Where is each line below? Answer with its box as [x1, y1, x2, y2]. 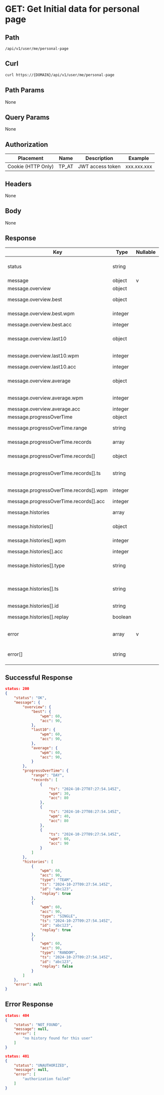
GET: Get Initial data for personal [5, 3, 140, 15]
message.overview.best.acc [7, 321, 72, 328]
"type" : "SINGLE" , [40, 914, 78, 919]
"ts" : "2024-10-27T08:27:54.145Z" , [48, 809, 121, 814]
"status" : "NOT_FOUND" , [14, 1022, 62, 1027]
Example [128, 155, 149, 162]
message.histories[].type [7, 562, 65, 569]
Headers [5, 180, 32, 188]
